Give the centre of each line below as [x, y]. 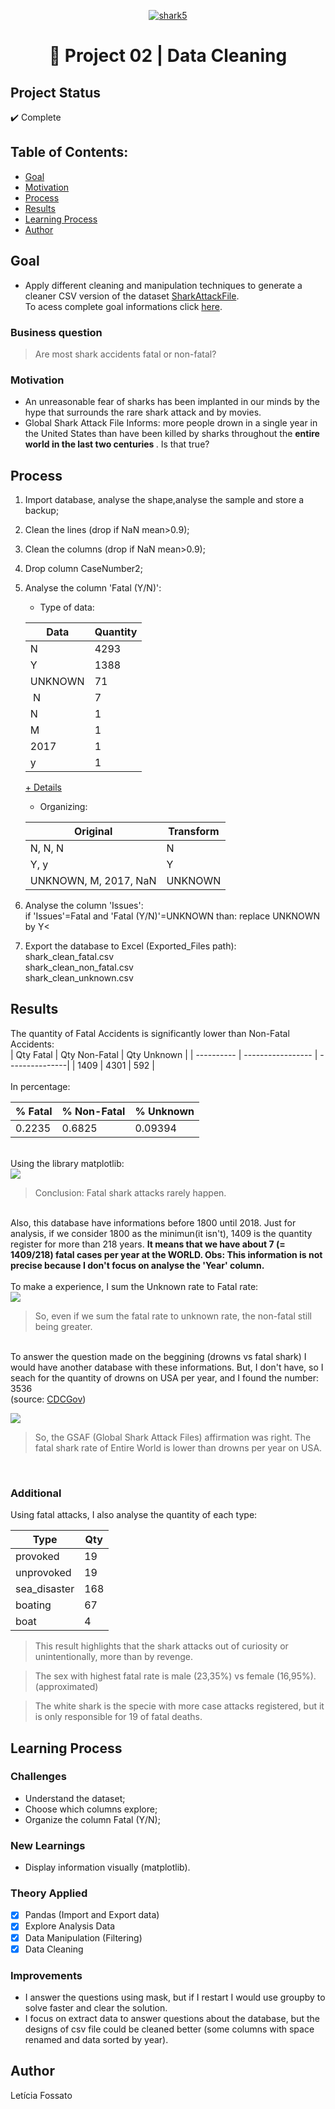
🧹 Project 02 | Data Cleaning [168, 56]
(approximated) [66, 1687]
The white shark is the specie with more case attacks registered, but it [179, 1706]
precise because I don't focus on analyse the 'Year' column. [137, 1265]
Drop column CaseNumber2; [83, 569]
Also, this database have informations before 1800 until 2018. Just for [153, 1222]
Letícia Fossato [41, 2095]
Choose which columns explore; [91, 1809]
